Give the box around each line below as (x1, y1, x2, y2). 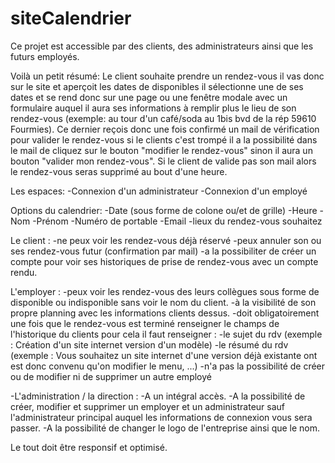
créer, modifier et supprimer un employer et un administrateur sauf (10, 400, 285, 412)
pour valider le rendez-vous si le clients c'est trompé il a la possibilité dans (10, 133, 318, 146)
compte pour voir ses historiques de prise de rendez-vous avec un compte (10, 255, 319, 267)
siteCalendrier (10, 7, 132, 30)
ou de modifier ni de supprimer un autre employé (10, 370, 212, 382)
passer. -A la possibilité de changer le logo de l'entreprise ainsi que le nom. (10, 422, 321, 434)
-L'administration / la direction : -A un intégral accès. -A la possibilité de (10, 390, 306, 402)
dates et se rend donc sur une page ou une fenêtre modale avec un (10, 91, 288, 103)
